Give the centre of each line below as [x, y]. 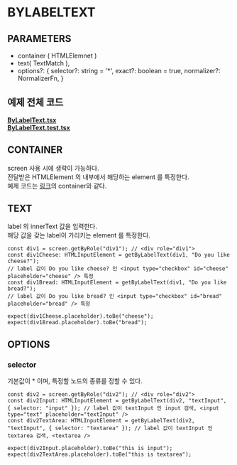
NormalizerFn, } [40, 78]
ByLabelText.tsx [32, 120]
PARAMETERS [39, 39]
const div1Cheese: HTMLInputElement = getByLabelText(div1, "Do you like [119, 255]
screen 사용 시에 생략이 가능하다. [53, 168]
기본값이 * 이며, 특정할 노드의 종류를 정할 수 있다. [75, 381]
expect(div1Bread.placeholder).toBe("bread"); [77, 323]
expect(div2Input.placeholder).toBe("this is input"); [90, 449]
